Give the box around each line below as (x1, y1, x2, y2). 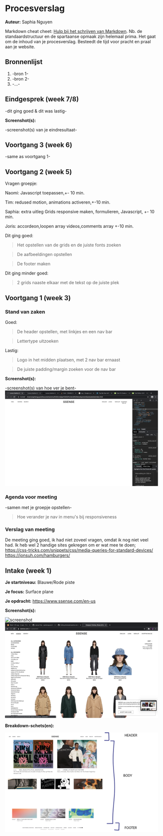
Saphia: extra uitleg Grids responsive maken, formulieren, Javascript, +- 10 (5, 209, 155, 215)
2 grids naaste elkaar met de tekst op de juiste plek (16, 280, 119, 286)
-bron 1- (12, 71, 29, 77)
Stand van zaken (5, 308, 45, 315)
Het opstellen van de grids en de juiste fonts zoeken (16, 242, 121, 248)
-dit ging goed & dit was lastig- (5, 108, 67, 114)
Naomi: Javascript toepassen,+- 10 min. (5, 190, 85, 196)
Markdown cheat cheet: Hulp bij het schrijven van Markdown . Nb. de (5, 28, 142, 34)
